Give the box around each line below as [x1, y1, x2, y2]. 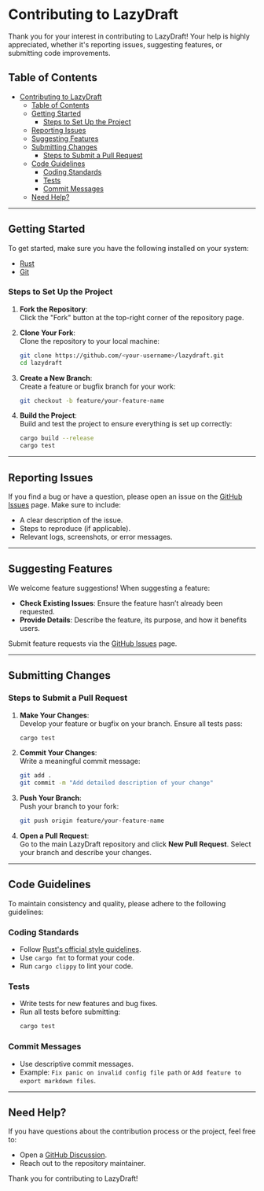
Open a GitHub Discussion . [19, 1150, 108, 1160]
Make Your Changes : [19, 710, 90, 720]
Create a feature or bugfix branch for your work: [19, 382, 176, 391]
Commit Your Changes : [19, 748, 97, 758]
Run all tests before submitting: [19, 1007, 121, 1016]
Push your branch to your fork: [19, 802, 119, 811]
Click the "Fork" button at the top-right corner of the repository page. [19, 312, 244, 322]
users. [19, 623, 41, 632]
